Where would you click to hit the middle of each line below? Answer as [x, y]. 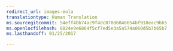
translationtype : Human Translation [52, 17]
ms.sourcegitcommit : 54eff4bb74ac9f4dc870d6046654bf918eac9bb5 [87, 23]
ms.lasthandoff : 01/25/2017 [41, 34]
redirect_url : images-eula [40, 12]
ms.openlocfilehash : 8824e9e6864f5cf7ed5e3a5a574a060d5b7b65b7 [87, 28]
